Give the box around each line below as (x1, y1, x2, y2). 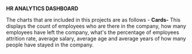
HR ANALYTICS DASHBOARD (6, 5, 79, 12)
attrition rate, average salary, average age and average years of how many (6, 35, 186, 42)
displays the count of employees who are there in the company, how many (6, 23, 187, 29)
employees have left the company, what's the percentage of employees (6, 29, 180, 36)
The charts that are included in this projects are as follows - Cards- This (6, 16, 181, 23)
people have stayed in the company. (6, 41, 94, 48)
